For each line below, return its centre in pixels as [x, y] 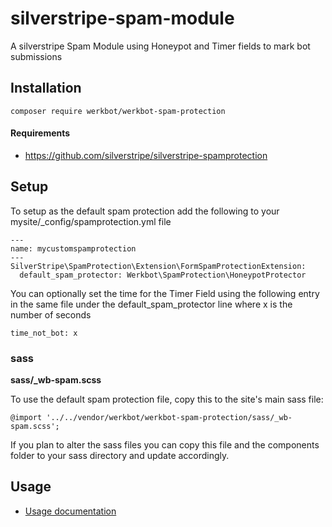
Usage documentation [70, 511]
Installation [46, 88]
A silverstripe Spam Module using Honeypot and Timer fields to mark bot [160, 46]
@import [26, 418]
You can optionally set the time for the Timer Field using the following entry [165, 293]
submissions [36, 56]
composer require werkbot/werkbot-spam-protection [118, 111]
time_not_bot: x [44, 333]
